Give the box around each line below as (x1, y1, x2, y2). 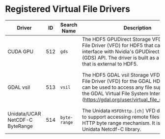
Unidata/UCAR (7, 110, 41, 117)
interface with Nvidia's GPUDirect (82, 48, 160, 55)
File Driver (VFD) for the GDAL (82, 77, 152, 84)
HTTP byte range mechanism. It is (82, 119, 161, 126)
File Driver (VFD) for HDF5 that (82, 42, 154, 49)
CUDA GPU (7, 48, 33, 55)
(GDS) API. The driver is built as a (82, 54, 160, 61)
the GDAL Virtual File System (82, 90, 149, 97)
